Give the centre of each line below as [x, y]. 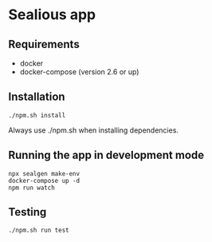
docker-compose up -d [44, 181]
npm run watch [32, 188]
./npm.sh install [37, 115]
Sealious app [52, 15]
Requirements [44, 44]
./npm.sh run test [39, 230]
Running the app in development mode [106, 155]
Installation [37, 97]
